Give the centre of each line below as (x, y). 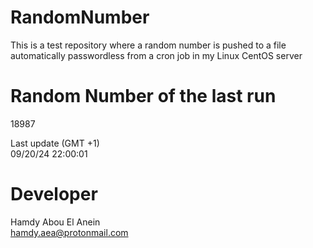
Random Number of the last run (143, 96)
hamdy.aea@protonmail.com (69, 232)
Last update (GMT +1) (55, 143)
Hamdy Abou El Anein (55, 222)
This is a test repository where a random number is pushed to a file (148, 45)
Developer (54, 194)
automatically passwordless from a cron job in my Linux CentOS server (156, 55)
